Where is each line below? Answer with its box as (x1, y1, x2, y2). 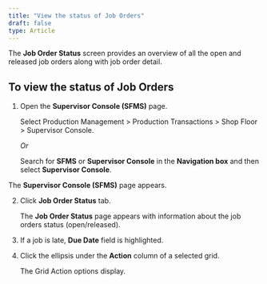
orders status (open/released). (19, 220, 122, 230)
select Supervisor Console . (19, 165, 112, 174)
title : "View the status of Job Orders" (8, 11, 145, 20)
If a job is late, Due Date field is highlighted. (19, 235, 164, 245)
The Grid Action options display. (19, 266, 126, 276)
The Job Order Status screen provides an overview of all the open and (8, 49, 241, 58)
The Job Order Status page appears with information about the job (19, 211, 241, 221)
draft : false (8, 19, 52, 27)
